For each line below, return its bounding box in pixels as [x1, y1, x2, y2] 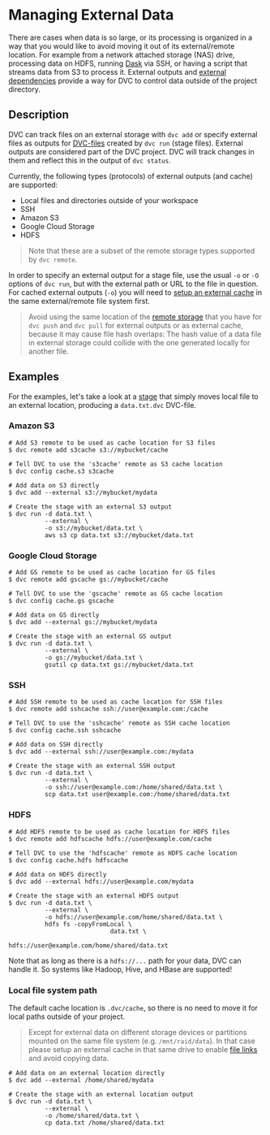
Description [8, 108, 69, 122]
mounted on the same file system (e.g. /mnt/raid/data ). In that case [28, 1036, 255, 1046]
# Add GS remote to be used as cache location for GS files [8, 569, 216, 577]
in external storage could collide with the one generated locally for [28, 337, 251, 347]
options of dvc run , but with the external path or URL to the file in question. [8, 279, 259, 288]
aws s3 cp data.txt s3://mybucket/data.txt [44, 531, 195, 539]
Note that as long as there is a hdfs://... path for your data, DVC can [8, 955, 242, 965]
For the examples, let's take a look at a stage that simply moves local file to [8, 392, 259, 401]
